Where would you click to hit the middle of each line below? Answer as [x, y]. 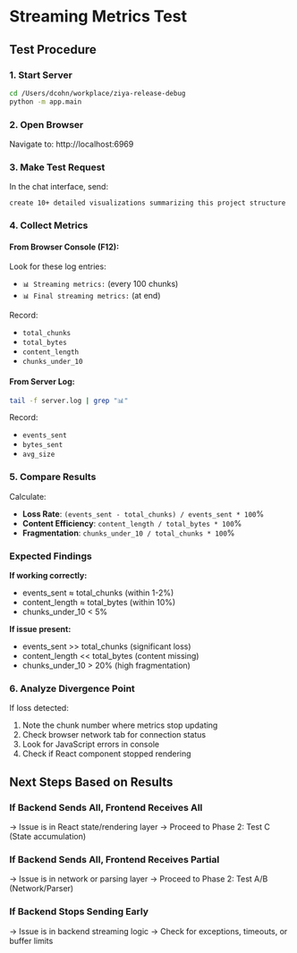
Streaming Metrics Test [98, 17]
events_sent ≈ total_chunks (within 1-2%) [98, 593]
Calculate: [28, 496]
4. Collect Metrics [49, 225]
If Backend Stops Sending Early [79, 912]
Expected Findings [51, 556]
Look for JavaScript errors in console [90, 745]
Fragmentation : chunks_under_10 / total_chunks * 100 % [128, 533]
